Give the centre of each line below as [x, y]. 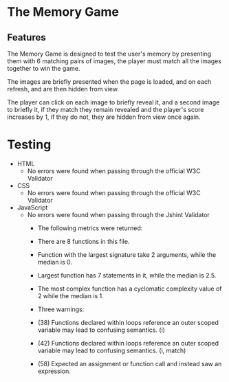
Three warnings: [61, 309]
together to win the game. [44, 68]
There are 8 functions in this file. [84, 241]
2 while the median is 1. [71, 295]
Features [26, 37]
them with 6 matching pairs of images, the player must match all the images [115, 61]
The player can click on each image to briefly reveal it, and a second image [113, 102]
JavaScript [32, 207]
